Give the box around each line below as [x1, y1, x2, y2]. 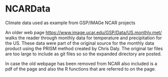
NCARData [5, 3, 51, 15]
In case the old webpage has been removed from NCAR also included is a [5, 60, 157, 66]
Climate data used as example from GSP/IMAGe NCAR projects [5, 20, 135, 26]
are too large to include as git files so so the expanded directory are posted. [5, 51, 162, 57]
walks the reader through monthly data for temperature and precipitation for [5, 35, 162, 41]
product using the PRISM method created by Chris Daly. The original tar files [5, 45, 163, 51]
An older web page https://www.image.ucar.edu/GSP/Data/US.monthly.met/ [5, 29, 162, 35]
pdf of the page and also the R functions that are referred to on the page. [5, 66, 156, 72]
